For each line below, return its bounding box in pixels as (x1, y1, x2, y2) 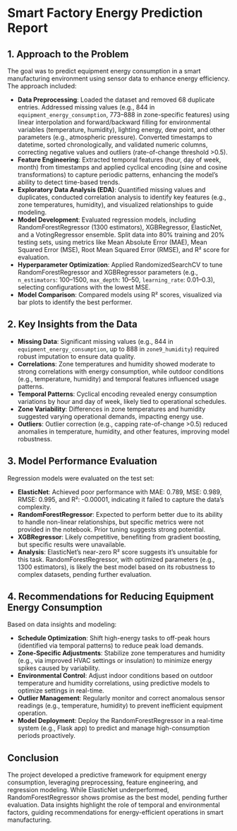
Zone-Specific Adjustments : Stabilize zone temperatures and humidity (17, 649, 226, 657)
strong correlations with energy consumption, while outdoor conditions (17, 367, 224, 376)
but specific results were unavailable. (17, 540, 126, 549)
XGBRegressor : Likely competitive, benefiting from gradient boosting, (17, 532, 221, 541)
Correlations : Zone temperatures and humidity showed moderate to (17, 359, 215, 368)
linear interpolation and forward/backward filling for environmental (17, 118, 211, 126)
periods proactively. (17, 731, 76, 740)
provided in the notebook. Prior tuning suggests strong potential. (17, 525, 206, 534)
